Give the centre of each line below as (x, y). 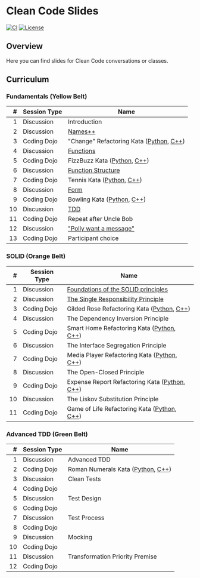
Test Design (85, 499)
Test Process (86, 518)
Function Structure (94, 170)
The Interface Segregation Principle (117, 345)
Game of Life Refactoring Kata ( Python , (122, 408)
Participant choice (93, 238)
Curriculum (28, 80)
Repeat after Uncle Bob (101, 219)
